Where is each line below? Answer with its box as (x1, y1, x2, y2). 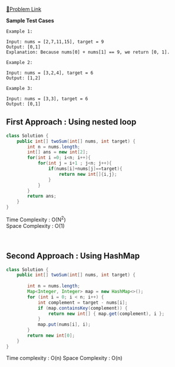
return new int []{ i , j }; (58, 171, 117, 177)
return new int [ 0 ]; (27, 333, 75, 339)
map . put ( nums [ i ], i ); (37, 321, 91, 328)
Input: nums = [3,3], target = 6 (6, 96, 88, 102)
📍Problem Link (6, 6, 42, 12)
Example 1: (6, 28, 33, 34)
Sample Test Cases (6, 17, 54, 24)
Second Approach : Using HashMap (6, 251, 140, 261)
